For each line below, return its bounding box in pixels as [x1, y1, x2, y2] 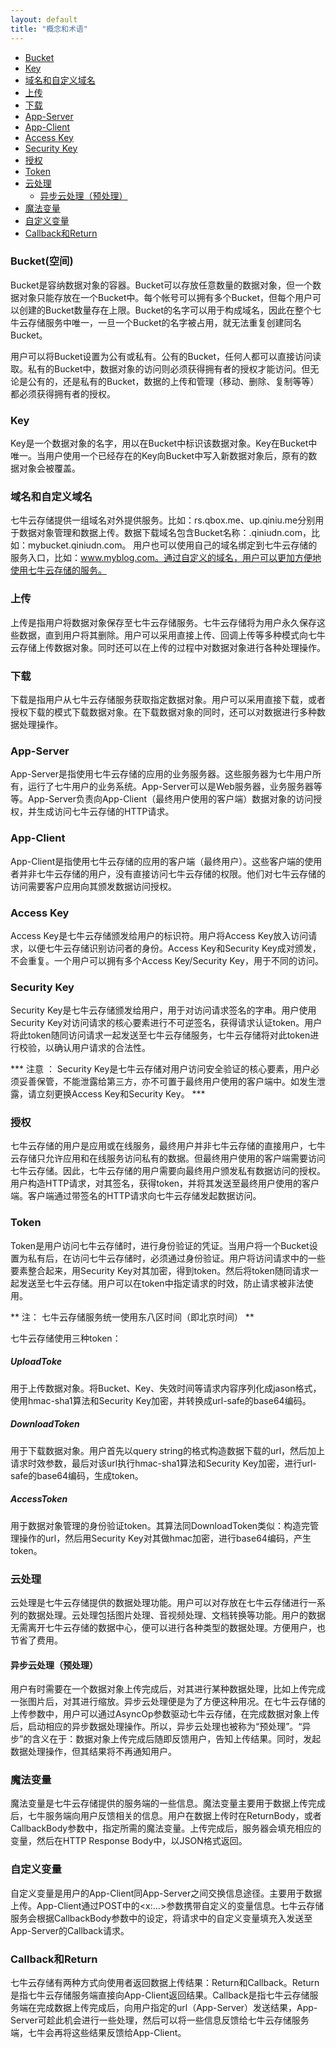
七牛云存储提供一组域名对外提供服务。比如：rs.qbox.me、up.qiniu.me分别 [10, 514, 316, 526]
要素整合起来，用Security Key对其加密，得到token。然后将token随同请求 [10, 1264, 310, 1276]
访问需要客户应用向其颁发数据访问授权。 [10, 880, 177, 892]
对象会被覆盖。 [18, 462, 81, 475]
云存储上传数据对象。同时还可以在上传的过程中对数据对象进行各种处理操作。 [10, 641, 326, 653]
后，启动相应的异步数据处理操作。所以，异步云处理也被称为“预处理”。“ [10, 1721, 303, 1733]
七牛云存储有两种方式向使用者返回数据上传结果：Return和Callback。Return [10, 1977, 320, 1989]
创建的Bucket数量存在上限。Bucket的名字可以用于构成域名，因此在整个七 [18, 304, 322, 316]
